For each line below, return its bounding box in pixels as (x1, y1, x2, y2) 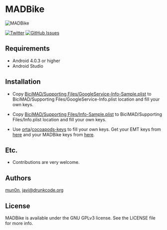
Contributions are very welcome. (12, 159, 80, 165)
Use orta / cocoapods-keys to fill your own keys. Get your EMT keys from (12, 126, 161, 132)
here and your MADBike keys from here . (12, 131, 95, 137)
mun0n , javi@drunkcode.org (5, 187, 64, 193)
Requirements (5, 44, 50, 53)
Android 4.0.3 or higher (12, 58, 61, 64)
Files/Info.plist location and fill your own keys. (12, 116, 107, 122)
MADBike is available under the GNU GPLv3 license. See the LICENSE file (5, 215, 156, 221)
